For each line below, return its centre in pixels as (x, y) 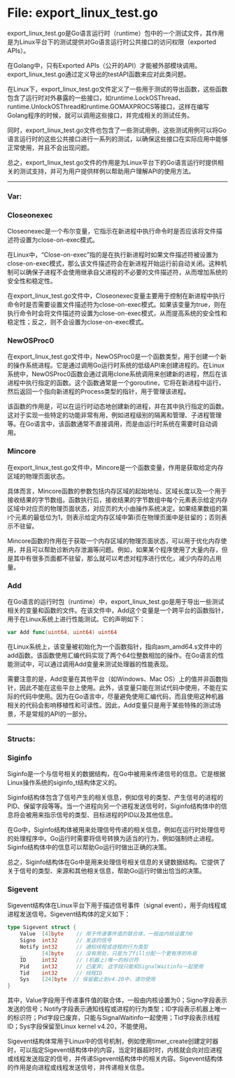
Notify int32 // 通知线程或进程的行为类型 (84, 947)
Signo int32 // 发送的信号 (66, 941)
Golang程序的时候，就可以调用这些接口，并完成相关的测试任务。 (100, 115)
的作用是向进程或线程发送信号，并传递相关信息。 (78, 1068)
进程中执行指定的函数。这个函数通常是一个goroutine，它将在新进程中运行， (116, 383)
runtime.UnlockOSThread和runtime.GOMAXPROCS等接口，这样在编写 (108, 106)
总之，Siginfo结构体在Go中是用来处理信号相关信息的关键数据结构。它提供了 (116, 862)
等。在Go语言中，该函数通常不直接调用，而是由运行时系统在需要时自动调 (113, 424)
